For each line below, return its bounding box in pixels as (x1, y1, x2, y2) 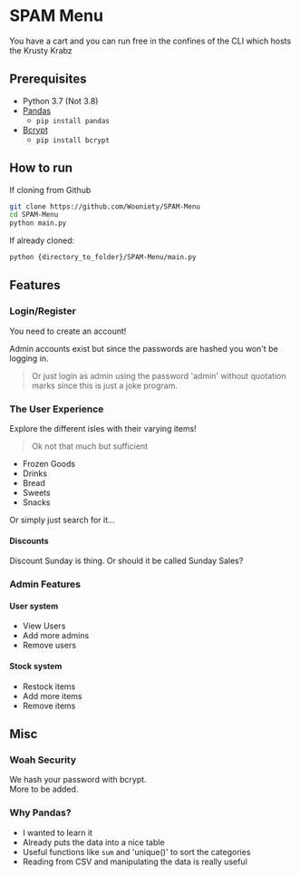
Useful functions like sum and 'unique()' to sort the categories (22, 846, 251, 857)
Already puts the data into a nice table (22, 836, 165, 848)
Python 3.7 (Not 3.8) (22, 95, 99, 106)
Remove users (22, 640, 77, 651)
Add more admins (22, 630, 90, 641)
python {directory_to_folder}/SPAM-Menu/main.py (9, 253, 197, 262)
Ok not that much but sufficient (31, 441, 148, 452)
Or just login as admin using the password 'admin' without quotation (31, 370, 287, 381)
